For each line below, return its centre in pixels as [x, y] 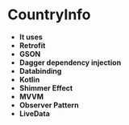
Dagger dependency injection [70, 62]
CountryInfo [49, 15]
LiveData [34, 113]
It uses [31, 37]
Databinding [40, 71]
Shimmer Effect [46, 88]
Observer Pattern [49, 105]
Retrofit [32, 45]
